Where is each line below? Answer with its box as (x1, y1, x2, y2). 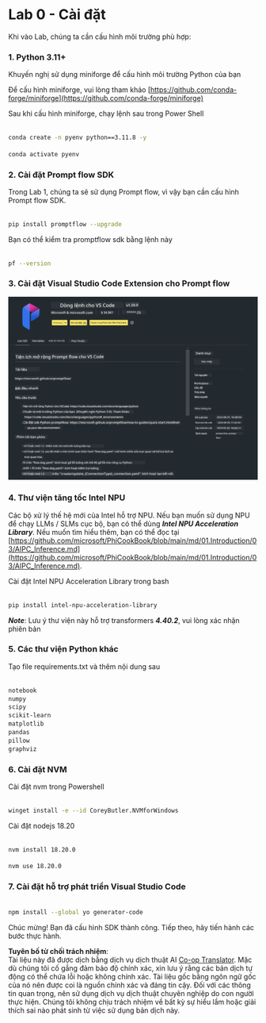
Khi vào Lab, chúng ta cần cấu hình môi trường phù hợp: (8, 32, 192, 41)
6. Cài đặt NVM (8, 763, 67, 775)
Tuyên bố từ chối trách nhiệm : (8, 947, 109, 956)
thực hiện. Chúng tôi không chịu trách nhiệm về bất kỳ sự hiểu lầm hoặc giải (8, 998, 256, 1007)
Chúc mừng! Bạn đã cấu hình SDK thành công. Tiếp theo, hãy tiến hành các (8, 923, 255, 933)
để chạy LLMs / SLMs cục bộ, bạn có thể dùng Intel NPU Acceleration (8, 518, 239, 529)
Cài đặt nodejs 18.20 (8, 821, 75, 830)
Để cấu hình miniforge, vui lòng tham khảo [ (8, 85, 151, 94)
